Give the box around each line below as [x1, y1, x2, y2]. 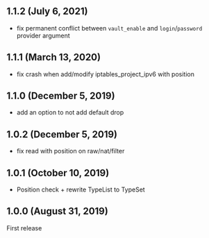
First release [6, 223, 42, 232]
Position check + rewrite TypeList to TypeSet [16, 185, 145, 194]
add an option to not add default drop [16, 108, 124, 117]
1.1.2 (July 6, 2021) [6, 6, 88, 17]
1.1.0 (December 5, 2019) [6, 90, 115, 102]
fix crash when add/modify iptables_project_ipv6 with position [16, 69, 195, 78]
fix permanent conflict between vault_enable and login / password [16, 24, 203, 32]
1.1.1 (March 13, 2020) [6, 51, 101, 63]
